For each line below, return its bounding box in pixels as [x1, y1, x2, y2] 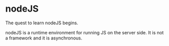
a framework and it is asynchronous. [5, 35, 82, 41]
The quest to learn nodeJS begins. [5, 20, 78, 26]
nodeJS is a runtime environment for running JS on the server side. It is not [5, 29, 164, 35]
